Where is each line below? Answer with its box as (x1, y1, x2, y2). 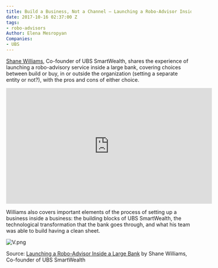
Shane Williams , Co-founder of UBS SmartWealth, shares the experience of (6, 57, 189, 65)
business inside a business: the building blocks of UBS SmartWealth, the (6, 215, 182, 222)
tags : (6, 19, 19, 25)
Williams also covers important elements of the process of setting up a (6, 208, 177, 215)
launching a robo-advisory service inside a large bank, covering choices (6, 63, 181, 71)
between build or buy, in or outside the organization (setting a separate (6, 70, 178, 77)
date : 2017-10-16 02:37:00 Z (6, 14, 78, 20)
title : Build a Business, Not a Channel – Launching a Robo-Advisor (6, 8, 177, 15)
